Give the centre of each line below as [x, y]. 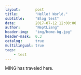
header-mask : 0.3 [23, 37]
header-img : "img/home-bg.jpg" [39, 32]
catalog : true [25, 41]
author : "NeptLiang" [32, 28]
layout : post [25, 9]
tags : [10, 50]
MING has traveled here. [29, 68]
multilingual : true [25, 45]
